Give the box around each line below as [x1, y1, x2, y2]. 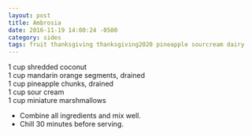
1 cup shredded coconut [8, 62, 87, 72]
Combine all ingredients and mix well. [19, 111, 142, 120]
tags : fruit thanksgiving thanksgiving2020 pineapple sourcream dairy [8, 41, 245, 49]
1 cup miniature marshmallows [8, 96, 106, 105]
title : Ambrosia [8, 19, 61, 27]
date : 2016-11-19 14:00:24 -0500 [8, 26, 118, 34]
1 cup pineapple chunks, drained [8, 79, 114, 89]
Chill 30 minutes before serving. [19, 119, 124, 129]
